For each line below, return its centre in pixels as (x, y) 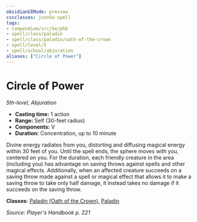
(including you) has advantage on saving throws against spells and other (96, 164)
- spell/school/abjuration (40, 51)
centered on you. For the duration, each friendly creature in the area (90, 157)
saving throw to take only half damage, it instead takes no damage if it (93, 183)
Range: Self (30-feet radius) (50, 120)
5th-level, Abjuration (31, 102)
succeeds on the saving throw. (44, 189)
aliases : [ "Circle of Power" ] (44, 56)
